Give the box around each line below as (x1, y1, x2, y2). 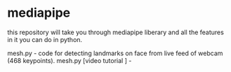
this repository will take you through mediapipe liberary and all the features (7, 28, 225, 36)
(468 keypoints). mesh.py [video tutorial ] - (7, 56, 132, 64)
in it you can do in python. (7, 35, 83, 43)
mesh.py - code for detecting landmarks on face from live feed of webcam (7, 49, 223, 57)
